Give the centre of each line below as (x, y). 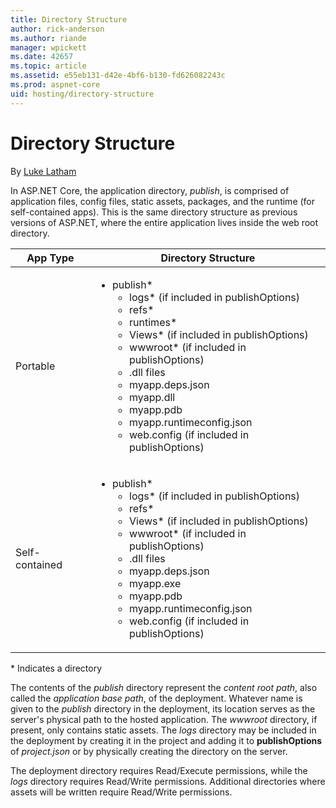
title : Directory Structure (69, 19)
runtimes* (153, 322)
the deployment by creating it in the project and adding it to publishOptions (166, 740)
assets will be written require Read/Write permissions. (121, 792)
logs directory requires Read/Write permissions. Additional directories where (168, 781)
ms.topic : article (48, 66)
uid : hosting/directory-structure (82, 94)
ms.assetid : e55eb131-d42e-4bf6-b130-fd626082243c (118, 76)
